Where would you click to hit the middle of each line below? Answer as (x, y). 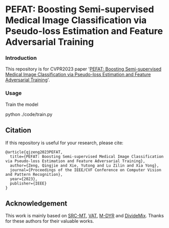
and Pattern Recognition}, (34, 174)
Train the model (22, 104)
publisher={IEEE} (28, 183)
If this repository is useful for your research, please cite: (65, 143)
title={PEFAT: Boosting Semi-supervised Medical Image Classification (87, 156)
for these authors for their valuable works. (50, 221)
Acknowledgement (36, 203)
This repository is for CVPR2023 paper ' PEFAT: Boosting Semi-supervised (83, 69)
